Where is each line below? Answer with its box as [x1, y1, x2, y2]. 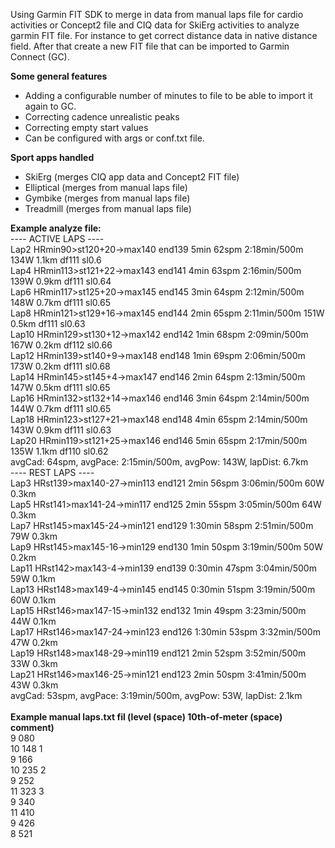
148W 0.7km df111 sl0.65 [10, 297, 111, 308]
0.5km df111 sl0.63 [10, 318, 86, 329]
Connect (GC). [10, 51, 70, 63]
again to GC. [24, 100, 77, 112]
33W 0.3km [10, 658, 58, 669]
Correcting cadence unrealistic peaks [24, 111, 180, 123]
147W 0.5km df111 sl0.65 [10, 382, 111, 393]
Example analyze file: [10, 222, 102, 234]
